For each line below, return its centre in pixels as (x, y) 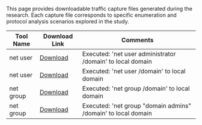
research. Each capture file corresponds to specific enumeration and (92, 15)
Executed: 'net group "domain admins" (136, 106)
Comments (137, 40)
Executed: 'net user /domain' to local (134, 71)
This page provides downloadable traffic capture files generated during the (99, 9)
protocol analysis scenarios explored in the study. (68, 21)
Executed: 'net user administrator (129, 54)
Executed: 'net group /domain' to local (136, 88)
